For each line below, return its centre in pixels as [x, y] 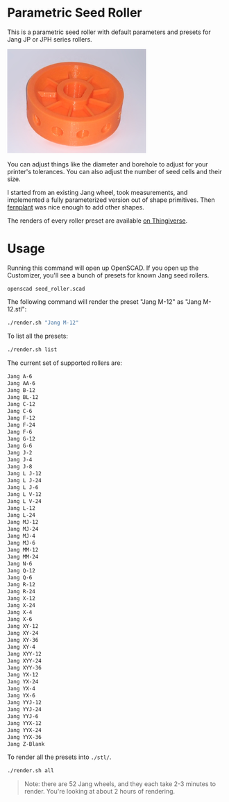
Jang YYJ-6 [23, 716]
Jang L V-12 [24, 494]
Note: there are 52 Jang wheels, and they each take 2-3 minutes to [120, 784]
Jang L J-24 [24, 480]
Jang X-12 [22, 598]
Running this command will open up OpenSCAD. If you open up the [103, 268]
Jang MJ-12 [23, 522]
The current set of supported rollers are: [65, 363]
